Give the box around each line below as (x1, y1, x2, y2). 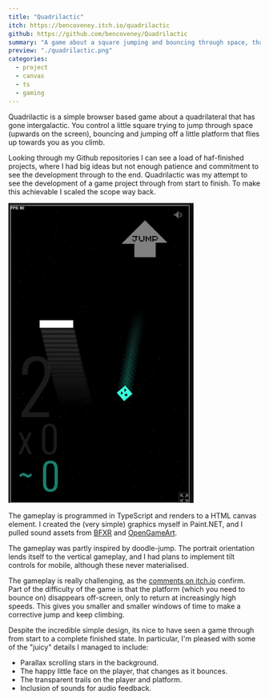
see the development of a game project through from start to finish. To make (8, 178, 261, 188)
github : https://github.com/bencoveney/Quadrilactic (8, 30, 188, 38)
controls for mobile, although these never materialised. (8, 560, 189, 569)
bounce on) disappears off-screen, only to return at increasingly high (8, 593, 236, 602)
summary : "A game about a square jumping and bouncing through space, (8, 38, 249, 46)
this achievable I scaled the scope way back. (8, 186, 156, 196)
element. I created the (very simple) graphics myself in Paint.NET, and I (8, 519, 243, 529)
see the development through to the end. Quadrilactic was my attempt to (8, 170, 248, 179)
